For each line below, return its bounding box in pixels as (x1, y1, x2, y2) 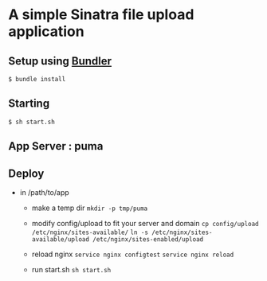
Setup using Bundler (8, 54, 112, 68)
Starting (8, 97, 50, 111)
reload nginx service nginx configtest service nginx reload (31, 249, 234, 260)
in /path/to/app (19, 188, 69, 197)
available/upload (31, 236, 90, 244)
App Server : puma (8, 139, 104, 153)
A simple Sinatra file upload (8, 6, 194, 24)
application (8, 22, 85, 41)
